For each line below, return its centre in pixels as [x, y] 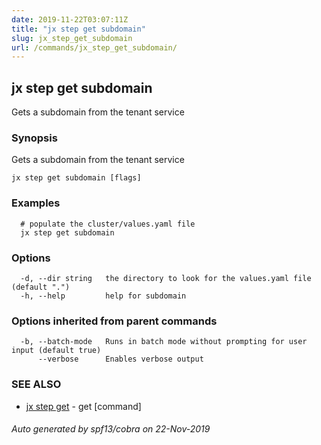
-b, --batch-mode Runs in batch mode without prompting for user [164, 342]
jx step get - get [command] [83, 406]
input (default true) [56, 351]
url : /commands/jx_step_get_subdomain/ [94, 47]
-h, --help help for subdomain [103, 296]
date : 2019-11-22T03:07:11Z [70, 19]
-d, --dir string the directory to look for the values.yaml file [166, 278]
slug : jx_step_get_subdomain [72, 38]
